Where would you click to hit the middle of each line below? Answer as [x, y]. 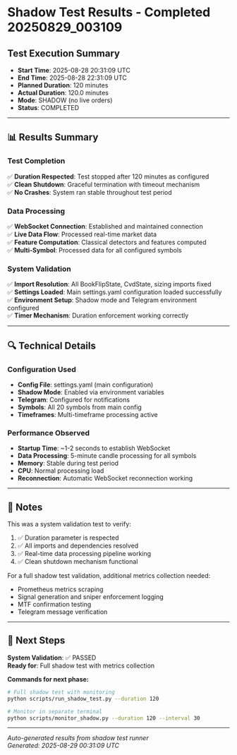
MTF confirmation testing [54, 605]
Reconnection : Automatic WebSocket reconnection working [105, 478]
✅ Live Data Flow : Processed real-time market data [82, 234]
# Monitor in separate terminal [55, 711]
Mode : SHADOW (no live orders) [65, 100]
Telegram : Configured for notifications [74, 399]
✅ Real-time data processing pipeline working [84, 554]
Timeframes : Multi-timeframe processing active [87, 414]
